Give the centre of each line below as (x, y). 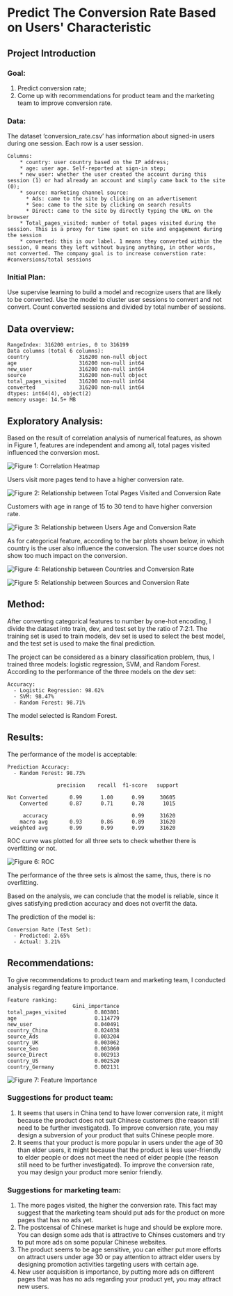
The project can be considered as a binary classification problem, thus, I (111, 657)
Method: (26, 604)
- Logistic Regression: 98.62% (59, 690)
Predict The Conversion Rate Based (112, 13)
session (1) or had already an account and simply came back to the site (116, 181)
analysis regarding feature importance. (63, 987)
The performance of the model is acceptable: (72, 754)
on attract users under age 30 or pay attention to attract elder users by (119, 1257)
